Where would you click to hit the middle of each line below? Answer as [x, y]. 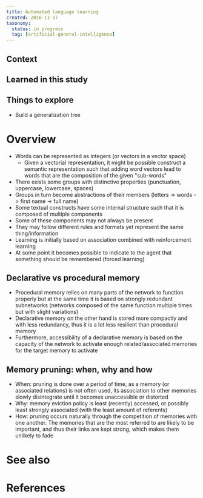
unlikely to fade [34, 436]
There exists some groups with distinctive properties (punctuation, [98, 182]
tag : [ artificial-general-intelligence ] [63, 35]
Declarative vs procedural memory [73, 278]
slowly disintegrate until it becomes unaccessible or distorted [92, 397]
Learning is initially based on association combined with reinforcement [103, 239]
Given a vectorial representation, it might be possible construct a [105, 162]
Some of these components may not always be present [84, 220]
